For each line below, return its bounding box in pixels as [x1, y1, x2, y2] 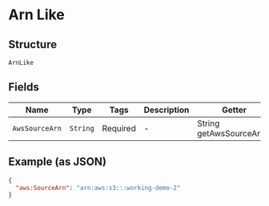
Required [102, 123, 136, 134]
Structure [8, 38, 58, 51]
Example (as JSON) [8, 155, 106, 169]
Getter [221, 104, 247, 115]
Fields [8, 80, 40, 94]
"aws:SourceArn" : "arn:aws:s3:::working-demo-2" [15, 184, 181, 192]
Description [143, 104, 190, 115]
